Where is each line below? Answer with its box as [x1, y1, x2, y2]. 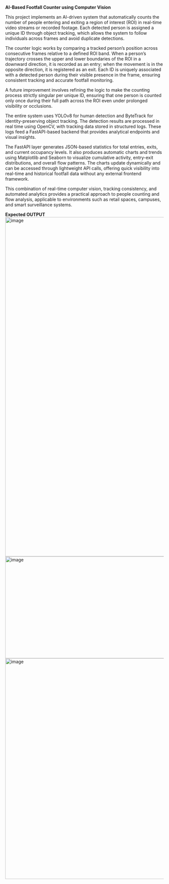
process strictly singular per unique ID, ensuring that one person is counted [5, 93, 162, 98]
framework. [5, 176, 29, 182]
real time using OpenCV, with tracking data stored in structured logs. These [5, 123, 161, 129]
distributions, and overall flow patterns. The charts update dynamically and [5, 160, 161, 166]
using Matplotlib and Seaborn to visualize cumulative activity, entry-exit [5, 154, 153, 160]
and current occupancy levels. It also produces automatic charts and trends [5, 149, 162, 155]
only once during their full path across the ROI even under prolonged [5, 98, 148, 104]
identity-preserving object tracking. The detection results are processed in [5, 118, 160, 124]
